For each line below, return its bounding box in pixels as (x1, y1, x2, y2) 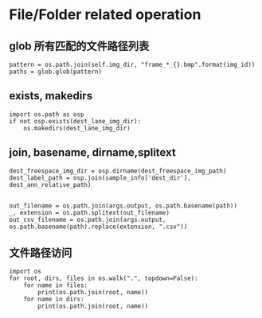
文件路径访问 (9, 246, 72, 260)
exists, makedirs (9, 89, 93, 103)
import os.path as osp (9, 110, 84, 118)
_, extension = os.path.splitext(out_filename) (9, 208, 170, 216)
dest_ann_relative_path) (9, 180, 92, 188)
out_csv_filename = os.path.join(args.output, (9, 215, 166, 223)
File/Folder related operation (9, 6, 201, 24)
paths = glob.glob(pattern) (9, 68, 103, 76)
